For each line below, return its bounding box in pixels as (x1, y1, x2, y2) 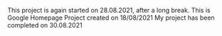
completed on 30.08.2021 (7, 21, 83, 29)
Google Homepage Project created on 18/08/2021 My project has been (7, 13, 215, 22)
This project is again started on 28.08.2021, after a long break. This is (7, 6, 211, 14)
